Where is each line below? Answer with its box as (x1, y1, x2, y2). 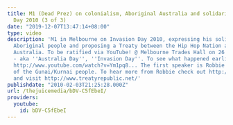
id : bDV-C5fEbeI (19, 107, 67, 114)
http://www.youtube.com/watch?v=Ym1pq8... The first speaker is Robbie (13, 62, 225, 69)
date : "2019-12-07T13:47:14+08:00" (7, 23, 110, 30)
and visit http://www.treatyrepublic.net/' (13, 74, 141, 82)
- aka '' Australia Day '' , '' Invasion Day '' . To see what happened (13, 56, 209, 62)
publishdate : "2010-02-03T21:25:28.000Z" (7, 81, 129, 88)
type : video (7, 29, 42, 37)
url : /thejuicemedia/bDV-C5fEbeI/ (7, 87, 107, 94)
